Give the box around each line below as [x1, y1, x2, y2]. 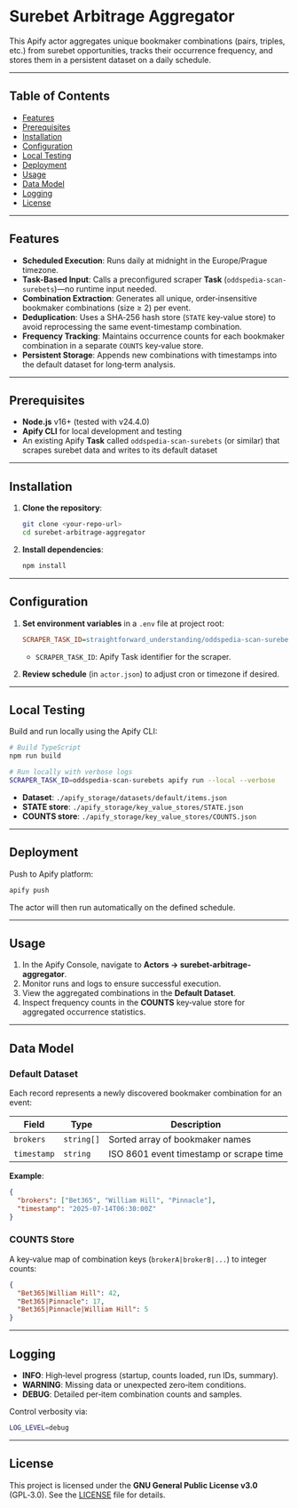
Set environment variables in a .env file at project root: [21, 618, 224, 629]
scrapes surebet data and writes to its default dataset [21, 445, 218, 455]
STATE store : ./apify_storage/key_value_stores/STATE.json [21, 801, 244, 812]
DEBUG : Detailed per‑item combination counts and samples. [21, 1389, 242, 1400]
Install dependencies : [21, 544, 104, 555]
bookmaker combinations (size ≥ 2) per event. [21, 302, 192, 313]
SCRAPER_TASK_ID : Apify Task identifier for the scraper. [35, 651, 231, 662]
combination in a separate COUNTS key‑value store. [21, 340, 204, 350]
